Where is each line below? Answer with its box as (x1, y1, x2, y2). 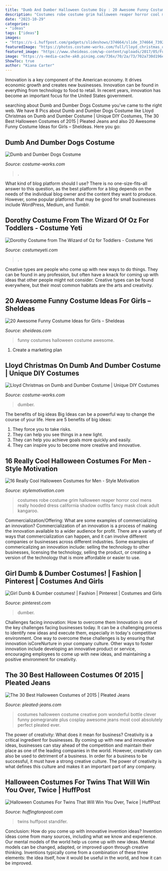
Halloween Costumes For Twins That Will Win (5, 778, 150, 787)
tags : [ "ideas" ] (5, 30, 39, 35)
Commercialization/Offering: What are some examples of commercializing (5, 518, 157, 524)
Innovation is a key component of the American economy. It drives (5, 77, 142, 83)
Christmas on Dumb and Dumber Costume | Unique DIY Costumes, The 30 (5, 113, 159, 119)
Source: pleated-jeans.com (5, 702, 61, 708)
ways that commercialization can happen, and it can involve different (5, 533, 147, 540)
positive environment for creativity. (5, 657, 77, 662)
